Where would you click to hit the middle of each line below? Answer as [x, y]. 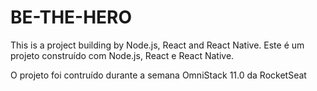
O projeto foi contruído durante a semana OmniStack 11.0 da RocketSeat [158, 75]
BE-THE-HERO [71, 17]
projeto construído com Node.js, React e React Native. [122, 55]
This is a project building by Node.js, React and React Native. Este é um [157, 45]
